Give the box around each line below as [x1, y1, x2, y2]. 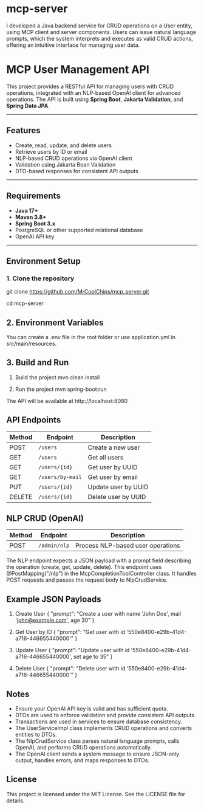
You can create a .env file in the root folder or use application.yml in [6, 334, 176, 340]
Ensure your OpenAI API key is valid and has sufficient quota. [15, 705, 168, 712]
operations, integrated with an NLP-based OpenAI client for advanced [6, 89, 181, 96]
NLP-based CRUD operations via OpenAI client [15, 154, 132, 162]
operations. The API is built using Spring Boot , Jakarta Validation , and [6, 95, 183, 103]
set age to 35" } [73, 653, 113, 661]
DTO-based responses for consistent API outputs [15, 167, 138, 174]
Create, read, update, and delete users [15, 142, 112, 149]
